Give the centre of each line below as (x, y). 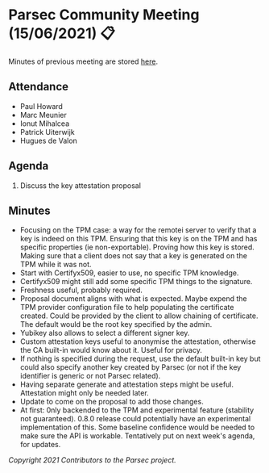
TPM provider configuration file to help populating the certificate (127, 308)
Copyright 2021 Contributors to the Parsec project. (93, 460)
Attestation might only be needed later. (84, 393)
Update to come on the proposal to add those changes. (112, 402)
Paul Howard (41, 106)
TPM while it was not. (56, 265)
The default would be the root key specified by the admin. (116, 324)
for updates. (40, 445)
